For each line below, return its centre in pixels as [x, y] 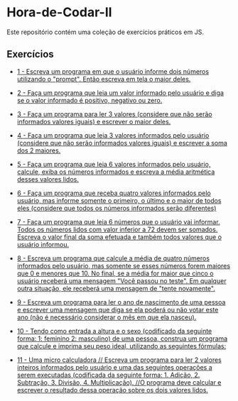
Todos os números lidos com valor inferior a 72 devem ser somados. [117, 229]
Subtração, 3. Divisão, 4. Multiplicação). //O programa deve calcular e [119, 382]
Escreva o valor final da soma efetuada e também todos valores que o [119, 237]
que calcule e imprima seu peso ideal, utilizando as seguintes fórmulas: [121, 346]
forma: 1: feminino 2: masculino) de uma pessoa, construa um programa [122, 339]
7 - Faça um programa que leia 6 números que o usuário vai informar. [119, 221]
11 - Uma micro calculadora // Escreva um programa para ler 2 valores [119, 360]
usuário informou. [43, 244]
